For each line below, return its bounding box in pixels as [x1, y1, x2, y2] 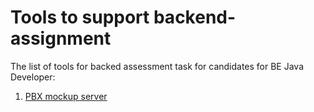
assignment [10, 27, 112, 50]
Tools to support [10, 6, 150, 29]
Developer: [10, 71, 56, 83]
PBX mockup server [24, 90, 108, 102]
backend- [153, 6, 237, 29]
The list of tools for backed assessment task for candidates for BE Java [10, 60, 305, 72]
